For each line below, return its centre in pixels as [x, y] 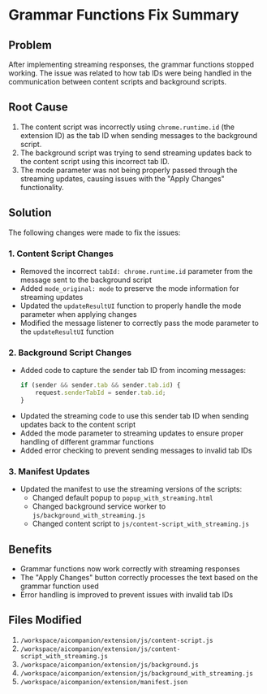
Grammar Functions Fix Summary [124, 15]
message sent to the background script [86, 280]
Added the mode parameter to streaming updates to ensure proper [132, 433]
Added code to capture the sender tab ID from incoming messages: [133, 371]
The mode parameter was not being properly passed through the [129, 170]
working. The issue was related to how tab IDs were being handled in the [130, 73]
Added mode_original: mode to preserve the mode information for [129, 288]
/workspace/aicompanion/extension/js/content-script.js [116, 640]
